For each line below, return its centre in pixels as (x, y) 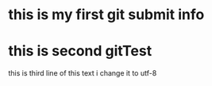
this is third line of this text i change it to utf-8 (83, 73)
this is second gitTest (80, 51)
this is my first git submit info (106, 15)
